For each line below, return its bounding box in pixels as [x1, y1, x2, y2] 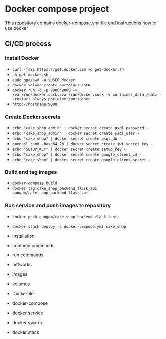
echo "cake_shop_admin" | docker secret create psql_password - [12, 125, 149, 130]
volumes [12, 281, 30, 287]
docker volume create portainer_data [12, 83, 91, 87]
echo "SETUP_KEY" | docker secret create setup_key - [12, 147, 126, 152]
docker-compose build [12, 181, 57, 186]
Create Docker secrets [5, 113, 61, 120]
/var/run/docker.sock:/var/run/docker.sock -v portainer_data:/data [12, 92, 158, 97]
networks [12, 261, 32, 267]
